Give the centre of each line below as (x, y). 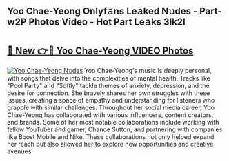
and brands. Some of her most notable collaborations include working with (113, 122)
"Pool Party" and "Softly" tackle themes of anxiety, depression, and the (108, 86)
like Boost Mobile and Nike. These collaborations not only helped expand (111, 137)
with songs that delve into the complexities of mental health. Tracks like (109, 78)
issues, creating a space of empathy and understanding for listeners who (111, 100)
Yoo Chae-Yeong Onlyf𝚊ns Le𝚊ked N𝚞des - (102, 11)
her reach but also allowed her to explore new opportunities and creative (110, 144)
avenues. (20, 151)
